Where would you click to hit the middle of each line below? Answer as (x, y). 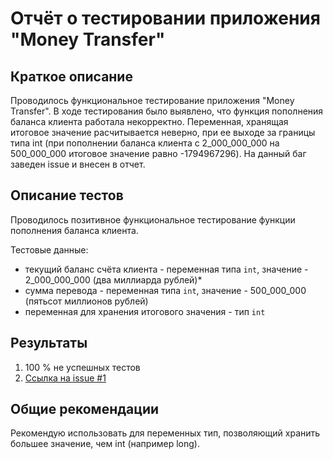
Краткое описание (71, 76)
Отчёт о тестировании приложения (165, 18)
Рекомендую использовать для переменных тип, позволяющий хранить (165, 433)
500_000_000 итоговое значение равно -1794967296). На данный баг (158, 153)
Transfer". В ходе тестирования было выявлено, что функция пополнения (167, 111)
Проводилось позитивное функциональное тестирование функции (153, 219)
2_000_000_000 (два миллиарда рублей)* (113, 279)
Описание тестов (67, 195)
